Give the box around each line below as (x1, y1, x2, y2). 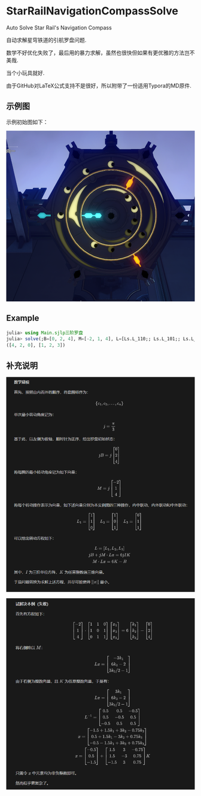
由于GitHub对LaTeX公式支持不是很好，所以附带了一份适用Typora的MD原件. (6, 82, 191, 89)
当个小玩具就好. (6, 69, 45, 76)
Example (6, 313, 39, 323)
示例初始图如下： (6, 118, 48, 125)
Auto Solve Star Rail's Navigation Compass (6, 24, 112, 31)
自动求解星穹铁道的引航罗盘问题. (6, 36, 87, 43)
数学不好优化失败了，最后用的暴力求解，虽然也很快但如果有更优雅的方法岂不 (6, 49, 195, 56)
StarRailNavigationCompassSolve (6, 4, 178, 18)
